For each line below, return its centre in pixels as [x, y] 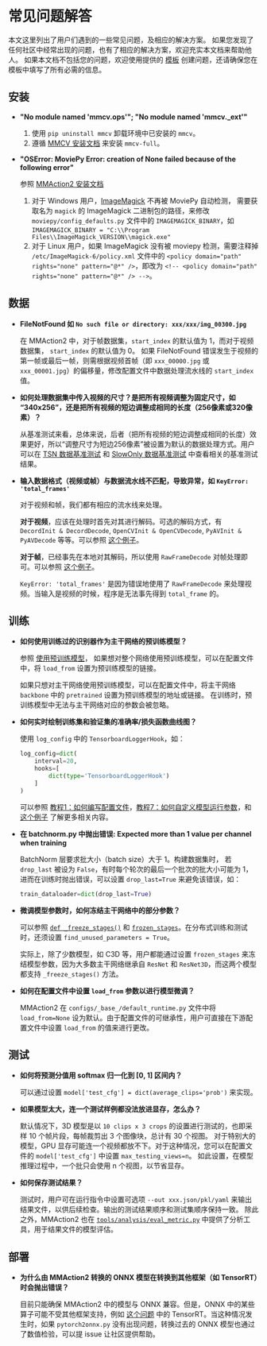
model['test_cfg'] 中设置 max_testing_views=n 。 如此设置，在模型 [145, 1156]
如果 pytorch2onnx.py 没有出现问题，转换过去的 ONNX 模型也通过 [148, 1325]
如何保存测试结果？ [51, 1183]
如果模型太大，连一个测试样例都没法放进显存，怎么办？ [110, 1109]
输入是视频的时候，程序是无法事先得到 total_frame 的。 [132, 594]
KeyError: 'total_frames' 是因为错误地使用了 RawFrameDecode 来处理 [132, 583]
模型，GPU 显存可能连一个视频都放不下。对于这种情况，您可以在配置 [133, 1146]
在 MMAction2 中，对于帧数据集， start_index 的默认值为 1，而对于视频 [137, 340]
